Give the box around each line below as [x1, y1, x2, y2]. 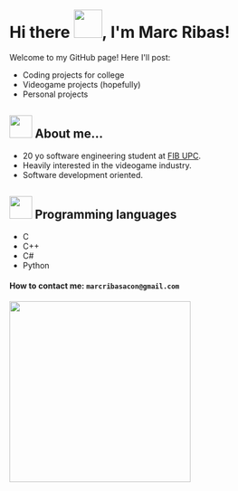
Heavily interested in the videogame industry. [22, 159, 192, 171]
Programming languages [34, 207, 177, 222]
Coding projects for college [22, 69, 125, 80]
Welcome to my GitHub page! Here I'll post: [9, 52, 171, 62]
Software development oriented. [22, 169, 143, 180]
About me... [34, 127, 104, 142]
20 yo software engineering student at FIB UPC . [22, 150, 202, 161]
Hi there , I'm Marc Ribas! [9, 23, 231, 42]
